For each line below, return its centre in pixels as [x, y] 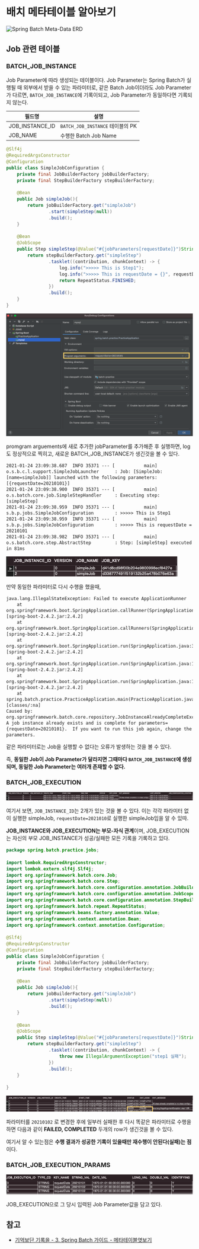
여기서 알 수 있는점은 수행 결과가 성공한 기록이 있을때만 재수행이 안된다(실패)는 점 [99, 1142]
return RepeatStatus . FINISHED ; [97, 280]
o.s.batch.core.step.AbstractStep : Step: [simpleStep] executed [99, 543]
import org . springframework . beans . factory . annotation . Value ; [83, 912]
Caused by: [20, 711]
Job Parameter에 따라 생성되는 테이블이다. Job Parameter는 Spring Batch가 [96, 80]
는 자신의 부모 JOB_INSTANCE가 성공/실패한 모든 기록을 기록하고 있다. [88, 838]
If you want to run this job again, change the [132, 729]
